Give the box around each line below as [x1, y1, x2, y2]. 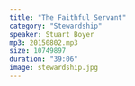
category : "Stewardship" [9, 21, 103, 30]
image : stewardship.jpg [9, 64, 99, 73]
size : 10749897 [9, 47, 67, 56]
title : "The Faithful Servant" [9, 13, 127, 22]
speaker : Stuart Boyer [9, 30, 94, 39]
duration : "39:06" [9, 55, 78, 64]
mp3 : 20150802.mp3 [9, 38, 78, 47]
